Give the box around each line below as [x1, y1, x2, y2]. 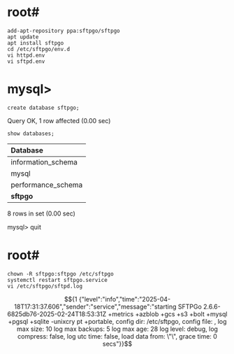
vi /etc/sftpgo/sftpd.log [7, 283, 82, 290]
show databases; [7, 130, 54, 137]
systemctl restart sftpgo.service [7, 276, 108, 283]
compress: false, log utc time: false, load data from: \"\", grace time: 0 [17, 332, 218, 340]
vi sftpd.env [7, 57, 45, 65]
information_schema [10, 157, 78, 167]
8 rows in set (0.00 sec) [7, 209, 75, 218]
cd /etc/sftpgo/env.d [7, 45, 71, 52]
